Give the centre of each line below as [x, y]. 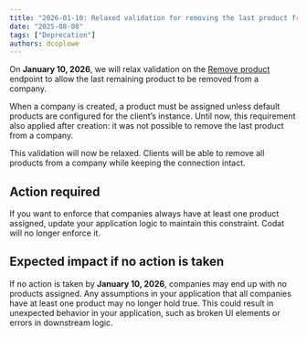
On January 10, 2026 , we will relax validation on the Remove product [140, 69]
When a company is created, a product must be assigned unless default [145, 107]
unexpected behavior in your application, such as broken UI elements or [145, 312]
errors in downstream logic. [61, 322]
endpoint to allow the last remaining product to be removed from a [134, 79]
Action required [55, 191]
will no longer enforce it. [55, 233]
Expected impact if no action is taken [117, 262]
